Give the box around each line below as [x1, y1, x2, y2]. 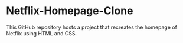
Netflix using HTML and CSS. [6, 29, 77, 37]
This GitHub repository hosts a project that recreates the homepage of [6, 24, 177, 31]
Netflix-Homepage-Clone [6, 4, 133, 18]
